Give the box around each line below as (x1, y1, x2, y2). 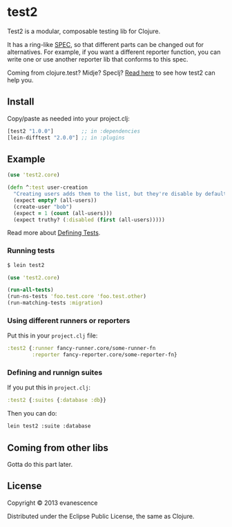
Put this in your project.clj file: (7, 331, 98, 340)
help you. (7, 75, 34, 84)
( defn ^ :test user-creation (7, 184, 88, 191)
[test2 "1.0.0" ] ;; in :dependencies (7, 127, 140, 135)
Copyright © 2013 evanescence (7, 499, 98, 507)
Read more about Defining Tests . (7, 229, 101, 237)
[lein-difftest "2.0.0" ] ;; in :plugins (7, 134, 126, 141)
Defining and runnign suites (7, 368, 103, 378)
